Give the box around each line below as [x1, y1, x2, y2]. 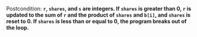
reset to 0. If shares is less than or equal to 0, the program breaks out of [6, 18, 187, 24]
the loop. [6, 24, 29, 31]
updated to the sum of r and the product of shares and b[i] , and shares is [6, 11, 191, 18]
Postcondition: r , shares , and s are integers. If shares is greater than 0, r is [6, 5, 192, 12]
